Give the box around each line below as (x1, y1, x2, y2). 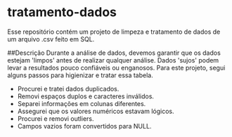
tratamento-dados (7, 4, 117, 20)
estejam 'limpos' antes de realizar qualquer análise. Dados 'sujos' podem (7, 56, 219, 64)
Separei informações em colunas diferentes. (17, 99, 146, 107)
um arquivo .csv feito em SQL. (7, 34, 95, 43)
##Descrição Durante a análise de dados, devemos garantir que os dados (7, 48, 221, 57)
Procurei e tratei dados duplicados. (17, 84, 120, 93)
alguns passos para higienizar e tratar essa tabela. (7, 71, 153, 79)
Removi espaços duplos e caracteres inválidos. (17, 92, 155, 100)
